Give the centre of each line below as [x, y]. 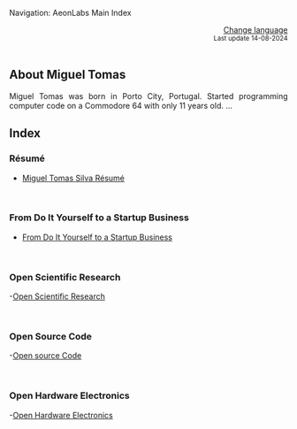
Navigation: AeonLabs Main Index [70, 13]
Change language [255, 30]
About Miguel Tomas [68, 75]
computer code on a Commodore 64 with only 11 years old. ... [121, 105]
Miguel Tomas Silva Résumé [73, 178]
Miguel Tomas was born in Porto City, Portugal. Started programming [148, 96]
